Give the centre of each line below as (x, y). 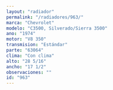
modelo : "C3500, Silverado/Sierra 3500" (57, 28)
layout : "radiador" (30, 12)
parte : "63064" (25, 50)
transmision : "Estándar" (37, 45)
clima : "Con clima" (30, 56)
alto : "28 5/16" (26, 61)
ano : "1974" (21, 34)
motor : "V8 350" (26, 39)
